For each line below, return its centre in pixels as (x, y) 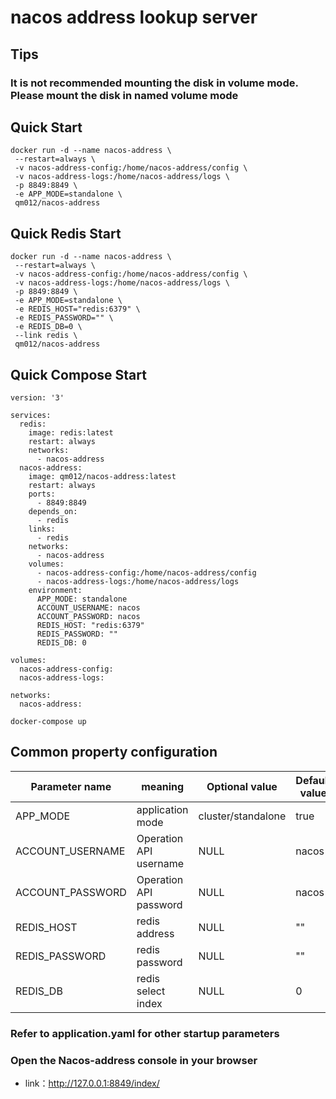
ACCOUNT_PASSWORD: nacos (88, 616)
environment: (55, 590)
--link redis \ (46, 336)
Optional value (242, 786)
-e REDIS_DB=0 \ (48, 327)
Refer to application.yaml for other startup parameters (145, 1033)
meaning (163, 786)
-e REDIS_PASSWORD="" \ (64, 318)
